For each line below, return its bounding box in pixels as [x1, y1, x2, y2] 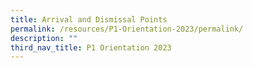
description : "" [10, 33, 78, 43]
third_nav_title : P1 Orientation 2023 [10, 42, 172, 53]
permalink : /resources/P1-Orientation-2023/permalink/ [10, 24, 244, 34]
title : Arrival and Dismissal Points [10, 14, 168, 25]
